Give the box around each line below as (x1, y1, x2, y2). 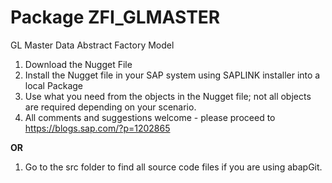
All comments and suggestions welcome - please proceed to (24, 111, 276, 123)
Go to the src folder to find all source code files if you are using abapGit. (24, 161, 323, 173)
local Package (24, 79, 83, 91)
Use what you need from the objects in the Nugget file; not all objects (24, 90, 312, 102)
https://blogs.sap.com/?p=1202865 (24, 122, 171, 134)
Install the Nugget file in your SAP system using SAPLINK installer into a (24, 69, 321, 81)
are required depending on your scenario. (24, 101, 197, 113)
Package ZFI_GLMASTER (10, 6, 221, 29)
